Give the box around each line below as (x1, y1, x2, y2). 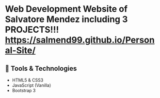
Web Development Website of (5, 3, 128, 15)
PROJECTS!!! (5, 24, 59, 35)
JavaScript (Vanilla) (12, 82, 51, 88)
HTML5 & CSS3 (12, 77, 44, 83)
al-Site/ (5, 45, 36, 56)
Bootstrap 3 (12, 88, 36, 93)
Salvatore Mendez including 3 (5, 14, 128, 25)
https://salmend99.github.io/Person (5, 35, 155, 46)
